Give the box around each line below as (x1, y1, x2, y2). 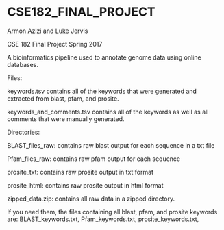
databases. (7, 60, 39, 68)
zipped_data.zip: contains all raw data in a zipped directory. (7, 194, 175, 203)
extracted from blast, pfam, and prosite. (7, 94, 119, 103)
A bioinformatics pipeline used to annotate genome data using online (7, 53, 201, 62)
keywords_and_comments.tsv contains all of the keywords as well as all (7, 107, 209, 116)
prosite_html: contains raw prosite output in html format (7, 181, 164, 189)
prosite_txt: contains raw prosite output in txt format (7, 168, 154, 176)
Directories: (7, 128, 40, 136)
